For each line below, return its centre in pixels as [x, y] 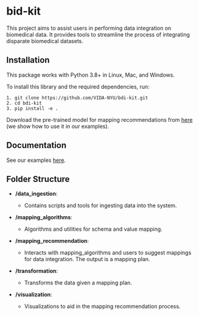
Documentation [37, 145]
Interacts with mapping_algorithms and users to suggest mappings [108, 253]
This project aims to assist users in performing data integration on [89, 28]
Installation [28, 60]
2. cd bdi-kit [24, 103]
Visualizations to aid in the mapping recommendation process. [102, 306]
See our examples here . [36, 160]
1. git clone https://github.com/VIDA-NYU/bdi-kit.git [77, 98]
